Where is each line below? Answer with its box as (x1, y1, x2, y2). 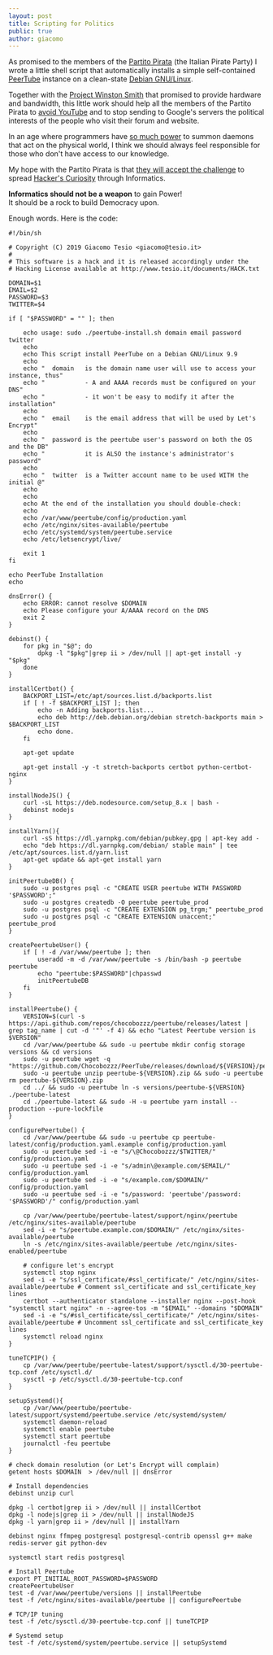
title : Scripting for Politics (8, 20, 115, 28)
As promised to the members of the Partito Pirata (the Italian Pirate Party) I (8, 57, 258, 67)
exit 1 (23, 550, 45, 558)
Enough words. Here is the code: (8, 213, 119, 224)
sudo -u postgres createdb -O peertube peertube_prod (23, 898, 209, 907)
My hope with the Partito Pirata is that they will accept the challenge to (8, 164, 245, 175)
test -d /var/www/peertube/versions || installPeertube (8, 1589, 201, 1597)
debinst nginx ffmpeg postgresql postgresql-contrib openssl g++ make (8, 1532, 253, 1540)
